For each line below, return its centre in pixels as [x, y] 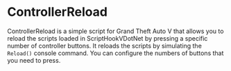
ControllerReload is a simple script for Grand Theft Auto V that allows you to [115, 31]
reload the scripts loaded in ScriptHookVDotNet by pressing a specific [108, 38]
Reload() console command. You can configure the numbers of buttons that [115, 53]
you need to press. [34, 60]
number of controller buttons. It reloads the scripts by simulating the [105, 45]
